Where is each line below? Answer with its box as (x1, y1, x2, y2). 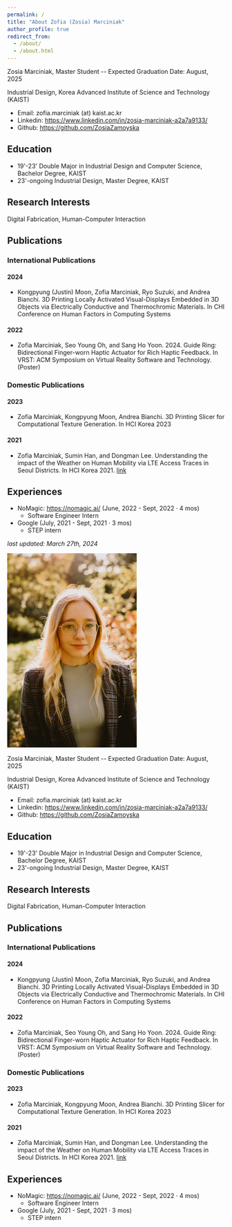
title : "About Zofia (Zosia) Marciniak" (7, 18, 126, 26)
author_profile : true (7, 26, 70, 32)
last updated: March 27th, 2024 (7, 539, 98, 548)
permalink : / (7, 11, 45, 18)
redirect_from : (7, 33, 51, 40)
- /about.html (13, 48, 54, 55)
